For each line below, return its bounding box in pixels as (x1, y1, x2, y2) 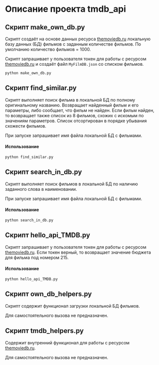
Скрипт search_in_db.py (5, 168, 82, 176)
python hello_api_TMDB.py (5, 277, 58, 282)
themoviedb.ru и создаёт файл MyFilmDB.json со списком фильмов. (5, 61, 144, 67)
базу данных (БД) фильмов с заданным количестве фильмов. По (5, 41, 141, 47)
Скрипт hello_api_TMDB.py (5, 231, 91, 239)
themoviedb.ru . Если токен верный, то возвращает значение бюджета (5, 249, 151, 255)
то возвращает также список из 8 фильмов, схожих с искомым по (5, 112, 144, 118)
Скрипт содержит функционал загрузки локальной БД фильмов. (5, 303, 140, 309)
